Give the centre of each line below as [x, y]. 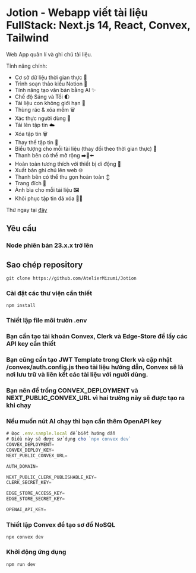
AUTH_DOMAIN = [22, 466]
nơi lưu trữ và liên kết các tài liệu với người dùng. [77, 375]
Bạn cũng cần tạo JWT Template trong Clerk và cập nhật [89, 360]
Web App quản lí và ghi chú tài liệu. [49, 54]
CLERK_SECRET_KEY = [29, 483]
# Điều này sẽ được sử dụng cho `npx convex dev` [69, 439]
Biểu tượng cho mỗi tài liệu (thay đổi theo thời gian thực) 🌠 [86, 148]
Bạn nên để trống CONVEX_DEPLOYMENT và [72, 391]
